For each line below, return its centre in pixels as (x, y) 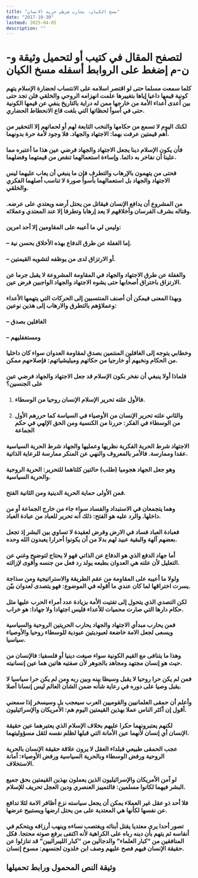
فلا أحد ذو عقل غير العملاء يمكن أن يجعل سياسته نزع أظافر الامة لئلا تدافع (97, 803)
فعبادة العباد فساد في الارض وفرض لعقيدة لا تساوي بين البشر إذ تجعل (93, 532)
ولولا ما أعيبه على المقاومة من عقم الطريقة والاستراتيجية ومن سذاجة (93, 578)
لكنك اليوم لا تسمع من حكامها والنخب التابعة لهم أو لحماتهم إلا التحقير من (97, 127)
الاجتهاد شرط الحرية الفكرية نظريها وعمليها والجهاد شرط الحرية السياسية (98, 446)
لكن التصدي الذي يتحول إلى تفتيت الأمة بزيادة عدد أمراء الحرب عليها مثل (97, 602)
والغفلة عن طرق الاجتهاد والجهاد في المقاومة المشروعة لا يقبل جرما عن (96, 275)
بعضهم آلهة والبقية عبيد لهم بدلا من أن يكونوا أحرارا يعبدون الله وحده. (92, 539)
